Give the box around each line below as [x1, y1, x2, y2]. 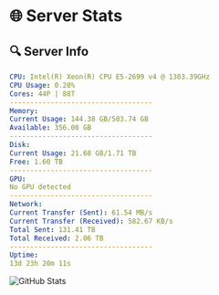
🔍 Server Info [9, 43, 89, 59]
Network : [9, 200, 43, 209]
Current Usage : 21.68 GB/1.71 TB [9, 148, 137, 158]
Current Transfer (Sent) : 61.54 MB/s [9, 208, 153, 217]
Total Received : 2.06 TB [9, 234, 104, 243]
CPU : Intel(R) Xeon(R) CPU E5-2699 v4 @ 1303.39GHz [9, 72, 210, 81]
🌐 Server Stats [9, 5, 123, 26]
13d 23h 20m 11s [9, 259, 71, 269]
